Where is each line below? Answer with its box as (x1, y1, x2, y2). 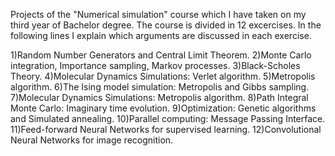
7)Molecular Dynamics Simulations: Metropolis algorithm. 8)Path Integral (10, 92, 309, 103)
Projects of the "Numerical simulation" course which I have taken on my (10, 9, 307, 20)
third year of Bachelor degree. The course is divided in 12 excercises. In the (10, 19, 322, 31)
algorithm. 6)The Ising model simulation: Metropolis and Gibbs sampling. (10, 81, 310, 93)
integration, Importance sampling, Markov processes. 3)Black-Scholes (10, 60, 301, 71)
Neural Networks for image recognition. (10, 134, 174, 146)
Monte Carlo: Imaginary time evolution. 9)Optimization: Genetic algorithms (10, 102, 317, 114)
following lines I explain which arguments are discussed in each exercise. (10, 30, 312, 41)
